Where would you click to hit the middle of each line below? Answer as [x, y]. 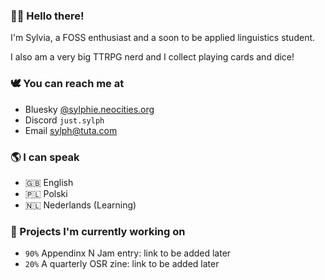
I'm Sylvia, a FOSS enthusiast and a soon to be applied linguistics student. [163, 38]
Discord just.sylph [64, 120]
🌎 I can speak [45, 157]
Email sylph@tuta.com [71, 130]
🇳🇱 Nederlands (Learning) [80, 205]
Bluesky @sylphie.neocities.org [89, 109]
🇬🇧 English [49, 182]
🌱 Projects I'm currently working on [98, 231]
